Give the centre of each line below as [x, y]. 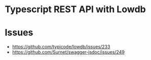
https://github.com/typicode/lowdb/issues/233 [61, 47]
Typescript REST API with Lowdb [75, 9]
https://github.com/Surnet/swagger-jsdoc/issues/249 [68, 52]
